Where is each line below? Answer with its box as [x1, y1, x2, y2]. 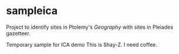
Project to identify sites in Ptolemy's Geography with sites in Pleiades [6, 23, 174, 31]
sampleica [6, 4, 58, 18]
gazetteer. [6, 29, 31, 36]
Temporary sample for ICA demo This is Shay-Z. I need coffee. [6, 41, 157, 48]
